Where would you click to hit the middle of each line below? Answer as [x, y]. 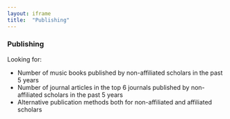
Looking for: [25, 59]
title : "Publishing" [39, 20]
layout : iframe [29, 13]
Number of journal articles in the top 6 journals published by [103, 87]
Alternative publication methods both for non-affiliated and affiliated [115, 102]
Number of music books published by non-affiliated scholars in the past [120, 73]
